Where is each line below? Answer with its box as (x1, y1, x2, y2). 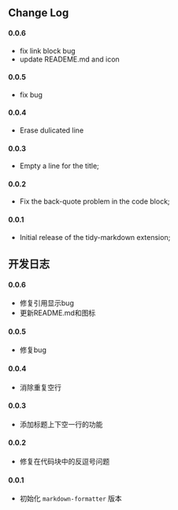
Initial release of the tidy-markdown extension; (19, 232, 171, 242)
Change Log (8, 6, 69, 20)
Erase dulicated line (19, 126, 84, 135)
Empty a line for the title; (19, 161, 100, 171)
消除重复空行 (19, 382, 61, 392)
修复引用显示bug (19, 298, 75, 308)
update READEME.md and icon (19, 54, 120, 64)
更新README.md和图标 (19, 308, 96, 318)
